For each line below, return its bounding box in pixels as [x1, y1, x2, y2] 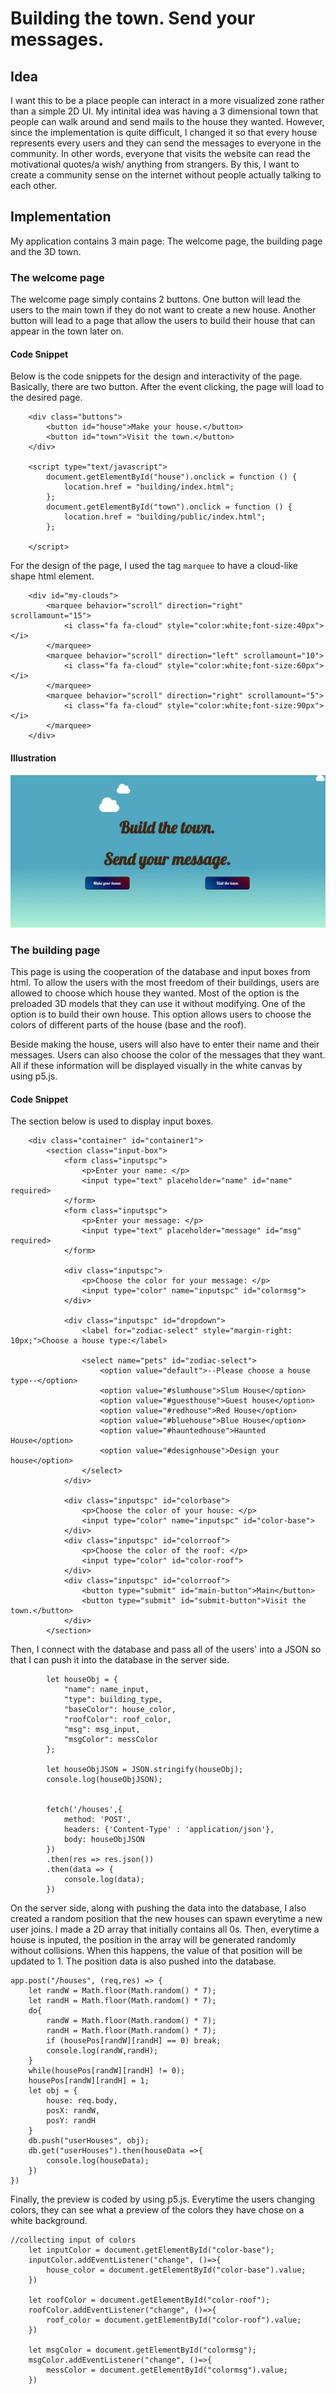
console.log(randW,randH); [46, 2046, 159, 2056]
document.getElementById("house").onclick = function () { [46, 472, 298, 482]
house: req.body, [46, 2096, 118, 2106]
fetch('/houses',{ [46, 1805, 123, 1815]
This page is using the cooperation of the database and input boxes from [10, 965, 311, 977]
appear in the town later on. [10, 325, 124, 337]
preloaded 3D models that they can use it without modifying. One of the [10, 997, 306, 1009]
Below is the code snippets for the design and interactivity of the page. [10, 370, 303, 382]
